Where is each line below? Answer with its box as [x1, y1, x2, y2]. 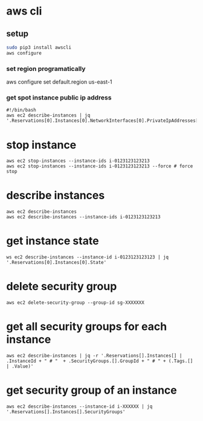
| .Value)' [6, 363, 34, 369]
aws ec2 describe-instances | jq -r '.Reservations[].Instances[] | [6, 353, 182, 359]
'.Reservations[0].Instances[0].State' [6, 260, 107, 266]
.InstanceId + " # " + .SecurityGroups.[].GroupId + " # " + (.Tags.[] [6, 358, 193, 365]
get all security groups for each [6, 320, 167, 334]
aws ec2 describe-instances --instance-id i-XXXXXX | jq [6, 403, 153, 409]
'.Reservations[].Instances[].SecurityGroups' [6, 408, 126, 415]
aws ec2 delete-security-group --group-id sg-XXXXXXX [6, 300, 145, 306]
